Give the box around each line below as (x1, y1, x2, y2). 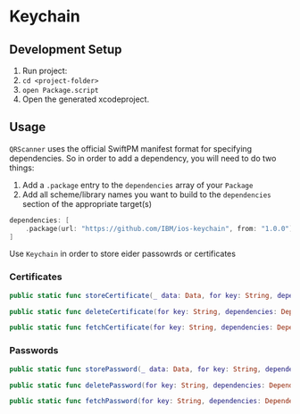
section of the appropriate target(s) (21, 198, 153, 209)
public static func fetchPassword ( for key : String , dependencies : (9, 397, 262, 406)
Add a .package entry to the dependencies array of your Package (21, 179, 254, 190)
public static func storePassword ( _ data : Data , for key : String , (9, 364, 262, 374)
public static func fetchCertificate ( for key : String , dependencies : (9, 323, 274, 332)
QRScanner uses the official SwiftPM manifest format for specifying (9, 143, 253, 153)
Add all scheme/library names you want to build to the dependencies (21, 189, 271, 200)
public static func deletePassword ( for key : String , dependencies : (9, 381, 266, 390)
